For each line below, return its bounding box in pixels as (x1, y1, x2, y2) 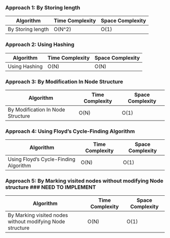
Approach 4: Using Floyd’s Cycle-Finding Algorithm (5, 128, 135, 135)
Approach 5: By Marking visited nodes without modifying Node (5, 177, 163, 185)
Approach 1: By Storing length (5, 4, 80, 11)
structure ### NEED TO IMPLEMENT (5, 184, 96, 191)
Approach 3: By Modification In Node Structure (5, 78, 123, 85)
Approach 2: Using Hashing (5, 41, 75, 48)
